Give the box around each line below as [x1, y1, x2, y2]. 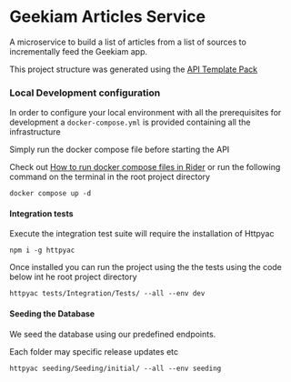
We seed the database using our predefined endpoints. [9, 328, 216, 339]
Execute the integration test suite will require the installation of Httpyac [9, 228, 275, 239]
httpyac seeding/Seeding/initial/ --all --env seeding [9, 364, 222, 373]
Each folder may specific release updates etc [9, 346, 179, 357]
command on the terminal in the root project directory [9, 171, 211, 183]
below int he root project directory [9, 271, 137, 283]
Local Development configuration [9, 86, 161, 99]
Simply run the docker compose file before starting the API [9, 144, 230, 156]
